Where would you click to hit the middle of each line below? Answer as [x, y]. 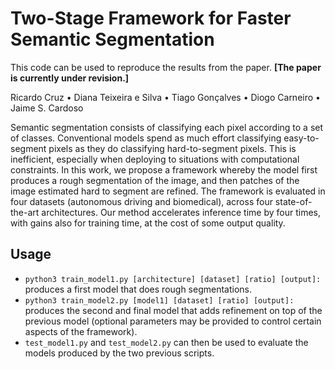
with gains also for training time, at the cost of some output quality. [148, 223]
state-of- [293, 201]
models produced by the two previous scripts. [119, 353]
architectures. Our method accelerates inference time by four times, [181, 212]
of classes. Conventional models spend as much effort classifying [146, 138]
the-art [25, 212]
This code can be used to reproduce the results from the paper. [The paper [166, 67]
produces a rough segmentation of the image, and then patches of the [155, 180]
